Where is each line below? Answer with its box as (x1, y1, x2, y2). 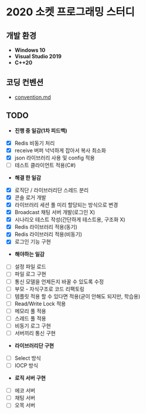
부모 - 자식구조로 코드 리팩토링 (14, 285, 85, 292)
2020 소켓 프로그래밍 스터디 (6, 5, 135, 19)
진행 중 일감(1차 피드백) (14, 127, 67, 134)
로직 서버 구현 (14, 375, 46, 382)
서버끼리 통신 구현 (14, 329, 56, 336)
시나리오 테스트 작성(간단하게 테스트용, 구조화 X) (14, 216, 125, 223)
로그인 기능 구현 (14, 238, 51, 245)
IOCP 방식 (14, 362, 39, 369)
